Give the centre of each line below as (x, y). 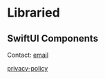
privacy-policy (28, 68)
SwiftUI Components (53, 38)
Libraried (34, 13)
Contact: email (28, 55)
